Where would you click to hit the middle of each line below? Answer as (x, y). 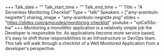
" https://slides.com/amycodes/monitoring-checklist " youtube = (69, 22)
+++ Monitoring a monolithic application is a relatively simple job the (83, 28)
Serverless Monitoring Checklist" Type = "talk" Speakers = (64, 12)
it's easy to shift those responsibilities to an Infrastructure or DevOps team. (81, 38)
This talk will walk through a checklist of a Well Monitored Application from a (82, 43)
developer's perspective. (30, 48)
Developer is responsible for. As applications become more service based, (80, 33)
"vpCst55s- (146, 22)
